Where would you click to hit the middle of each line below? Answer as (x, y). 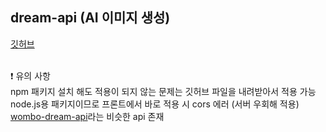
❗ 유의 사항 (30, 75)
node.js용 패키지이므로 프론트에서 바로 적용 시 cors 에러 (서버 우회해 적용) (155, 104)
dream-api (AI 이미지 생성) (90, 18)
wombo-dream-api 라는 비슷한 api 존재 (87, 116)
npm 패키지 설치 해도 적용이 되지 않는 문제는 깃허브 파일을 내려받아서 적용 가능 (163, 91)
